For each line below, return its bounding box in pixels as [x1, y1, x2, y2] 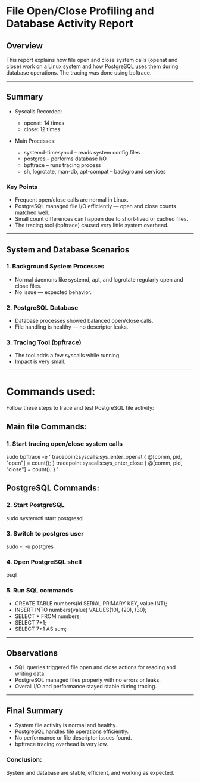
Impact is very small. [14, 358, 66, 365]
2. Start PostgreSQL [6, 501, 65, 509]
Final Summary [6, 706, 64, 716]
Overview [6, 41, 43, 51]
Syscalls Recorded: [14, 107, 62, 115]
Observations [6, 648, 58, 658]
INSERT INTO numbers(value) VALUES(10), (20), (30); [14, 606, 147, 613]
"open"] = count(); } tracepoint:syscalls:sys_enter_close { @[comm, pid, [6, 459, 183, 466]
